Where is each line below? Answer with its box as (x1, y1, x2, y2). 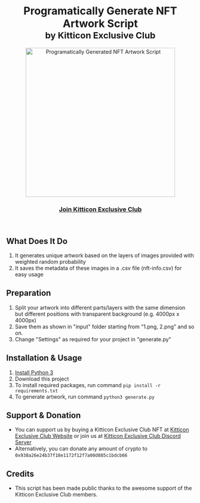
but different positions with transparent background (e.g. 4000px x (14, 310, 180, 317)
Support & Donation (6, 411, 81, 421)
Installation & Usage (6, 353, 82, 363)
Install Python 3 (14, 369, 54, 376)
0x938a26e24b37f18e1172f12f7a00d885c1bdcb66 (14, 452, 128, 459)
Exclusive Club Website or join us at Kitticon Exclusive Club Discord (14, 433, 181, 440)
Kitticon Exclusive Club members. (14, 491, 98, 498)
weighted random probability (14, 258, 87, 266)
